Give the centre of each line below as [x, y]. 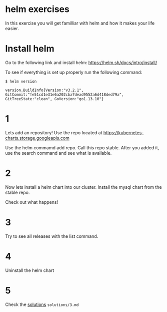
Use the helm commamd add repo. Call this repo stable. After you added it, [82, 147]
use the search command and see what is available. [58, 153]
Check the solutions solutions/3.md [42, 304]
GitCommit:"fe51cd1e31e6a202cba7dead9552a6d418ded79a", [64, 94]
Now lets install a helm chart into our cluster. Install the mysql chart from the [83, 187]
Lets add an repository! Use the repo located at [54, 132]
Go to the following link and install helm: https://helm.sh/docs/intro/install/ [81, 62]
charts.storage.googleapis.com [37, 138]
